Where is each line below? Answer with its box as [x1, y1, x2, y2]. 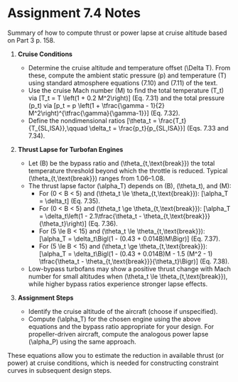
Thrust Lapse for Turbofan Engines [17, 145, 124, 153]
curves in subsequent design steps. [7, 366, 112, 374]
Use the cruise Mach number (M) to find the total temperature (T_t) [28, 86, 225, 94]
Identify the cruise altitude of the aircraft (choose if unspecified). [28, 307, 218, 315]
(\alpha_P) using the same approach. [28, 337, 136, 346]
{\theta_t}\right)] [38, 219, 87, 228]
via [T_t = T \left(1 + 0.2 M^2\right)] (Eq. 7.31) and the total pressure [28, 94, 225, 102]
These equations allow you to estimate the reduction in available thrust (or [7, 351, 225, 359]
